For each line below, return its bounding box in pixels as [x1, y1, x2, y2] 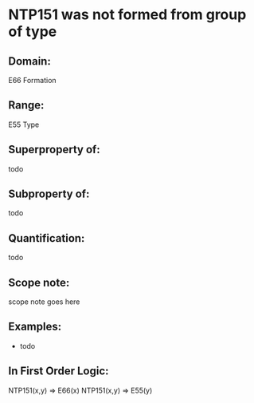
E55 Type [8, 120, 40, 129]
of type [8, 22, 57, 41]
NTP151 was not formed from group [8, 6, 247, 24]
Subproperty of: [8, 188, 90, 201]
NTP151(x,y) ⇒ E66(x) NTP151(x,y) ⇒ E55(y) [8, 385, 153, 395]
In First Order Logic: [8, 365, 109, 378]
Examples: [8, 320, 62, 334]
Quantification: [8, 231, 85, 245]
